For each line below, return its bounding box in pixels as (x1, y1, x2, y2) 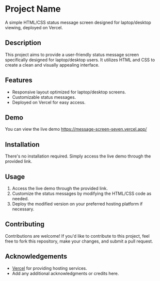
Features (5, 76, 32, 85)
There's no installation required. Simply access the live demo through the (5, 153, 151, 159)
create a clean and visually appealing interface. (5, 62, 99, 68)
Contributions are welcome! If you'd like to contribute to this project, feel (5, 233, 150, 239)
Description (5, 39, 41, 47)
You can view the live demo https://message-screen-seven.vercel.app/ (5, 126, 147, 132)
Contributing (5, 220, 45, 228)
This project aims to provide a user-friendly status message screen (5, 52, 139, 57)
